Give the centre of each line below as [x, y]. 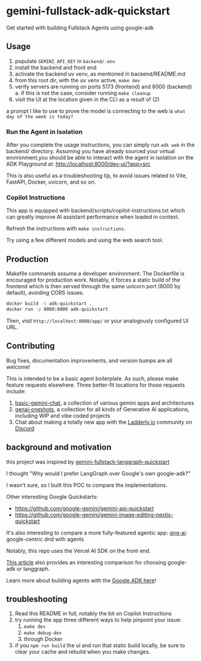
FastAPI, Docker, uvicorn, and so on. [51, 182]
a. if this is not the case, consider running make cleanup [83, 93]
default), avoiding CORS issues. [45, 293]
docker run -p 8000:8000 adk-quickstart [57, 309]
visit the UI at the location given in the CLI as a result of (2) [87, 99]
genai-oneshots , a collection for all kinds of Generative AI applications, [102, 409]
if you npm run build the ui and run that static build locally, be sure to [100, 645]
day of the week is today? [40, 116]
